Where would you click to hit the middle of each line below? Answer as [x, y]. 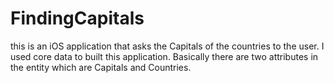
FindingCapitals [77, 18]
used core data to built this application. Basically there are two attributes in [164, 56]
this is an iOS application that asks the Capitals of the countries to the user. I [167, 46]
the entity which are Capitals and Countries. [101, 67]
